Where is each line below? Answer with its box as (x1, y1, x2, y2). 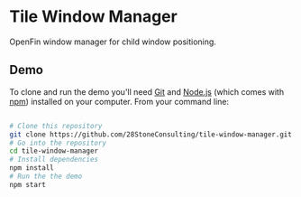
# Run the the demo (9, 172, 83, 181)
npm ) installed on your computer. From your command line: (9, 96, 230, 107)
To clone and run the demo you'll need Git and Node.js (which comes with (9, 86, 285, 97)
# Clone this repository (9, 121, 103, 130)
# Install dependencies (9, 155, 99, 164)
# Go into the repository (9, 138, 106, 147)
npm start (9, 180, 47, 189)
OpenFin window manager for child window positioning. (9, 36, 216, 47)
